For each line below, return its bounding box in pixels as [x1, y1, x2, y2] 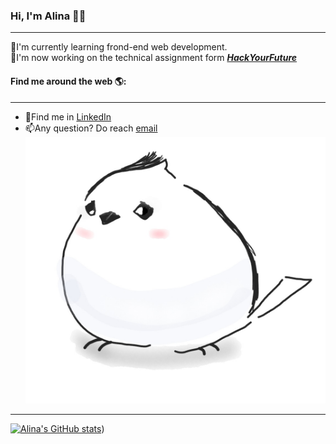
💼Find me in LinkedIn [24, 110, 112, 123]
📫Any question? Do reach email [24, 122, 158, 134]
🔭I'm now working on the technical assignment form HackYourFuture [10, 52, 298, 64]
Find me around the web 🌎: [10, 75, 127, 87]
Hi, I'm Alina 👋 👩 [10, 9, 87, 23]
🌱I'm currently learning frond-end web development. [10, 41, 228, 53]
